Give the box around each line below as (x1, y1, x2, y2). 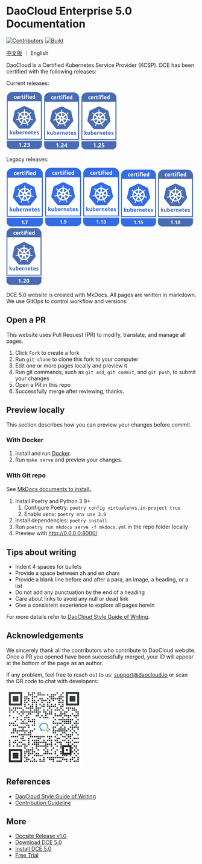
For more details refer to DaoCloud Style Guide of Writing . (6, 613, 150, 620)
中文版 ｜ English (6, 49, 49, 57)
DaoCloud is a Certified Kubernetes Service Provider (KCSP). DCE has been (6, 61, 195, 69)
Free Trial (14, 851, 39, 859)
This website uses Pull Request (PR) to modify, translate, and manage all (6, 331, 186, 338)
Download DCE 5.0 (14, 839, 62, 846)
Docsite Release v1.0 (14, 833, 67, 840)
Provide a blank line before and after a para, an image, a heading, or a (14, 575, 189, 583)
